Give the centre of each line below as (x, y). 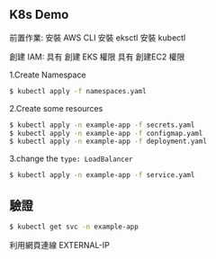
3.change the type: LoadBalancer (71, 159)
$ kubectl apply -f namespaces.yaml (78, 91)
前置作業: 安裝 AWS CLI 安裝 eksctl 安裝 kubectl (98, 37)
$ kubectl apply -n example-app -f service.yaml (102, 175)
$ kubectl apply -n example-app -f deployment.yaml (108, 142)
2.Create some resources (56, 108)
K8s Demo (39, 15)
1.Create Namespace (48, 75)
